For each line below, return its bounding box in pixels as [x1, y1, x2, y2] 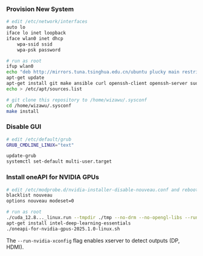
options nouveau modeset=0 [6, 198, 74, 204]
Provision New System [6, 5, 74, 13]
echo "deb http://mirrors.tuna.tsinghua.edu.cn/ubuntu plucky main [6, 69, 180, 75]
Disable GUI [6, 123, 42, 131]
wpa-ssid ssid [17, 41, 53, 47]
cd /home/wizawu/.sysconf [6, 103, 71, 109]
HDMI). [6, 243, 24, 251]
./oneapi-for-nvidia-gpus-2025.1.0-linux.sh [6, 226, 120, 232]
